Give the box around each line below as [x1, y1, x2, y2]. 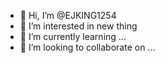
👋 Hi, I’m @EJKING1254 [19, 10, 117, 21]
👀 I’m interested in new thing [19, 20, 138, 32]
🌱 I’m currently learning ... [19, 31, 127, 42]
